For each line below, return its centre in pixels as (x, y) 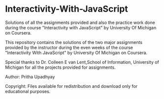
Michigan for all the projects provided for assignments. (60, 67)
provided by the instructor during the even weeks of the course (69, 47)
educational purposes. (28, 91)
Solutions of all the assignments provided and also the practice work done (80, 22)
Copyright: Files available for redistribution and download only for (71, 86)
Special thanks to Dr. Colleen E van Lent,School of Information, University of (82, 62)
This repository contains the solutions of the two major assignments (74, 42)
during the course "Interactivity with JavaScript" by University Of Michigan (81, 27)
